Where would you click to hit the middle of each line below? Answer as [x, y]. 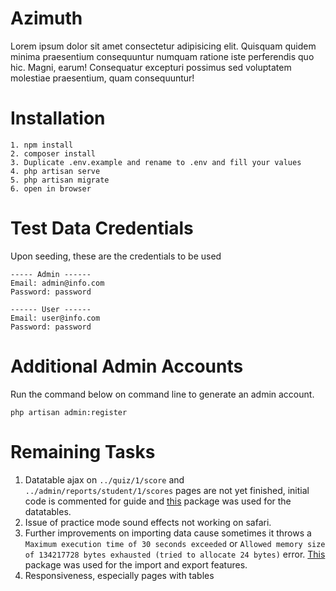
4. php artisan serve [55, 171]
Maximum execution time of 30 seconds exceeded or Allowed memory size [175, 543]
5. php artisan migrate [60, 180]
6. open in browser [51, 188]
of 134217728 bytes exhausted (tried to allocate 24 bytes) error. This [175, 554]
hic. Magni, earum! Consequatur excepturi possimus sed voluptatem [151, 67]
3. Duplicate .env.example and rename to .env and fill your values [156, 162]
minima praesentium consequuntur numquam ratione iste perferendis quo [162, 56]
